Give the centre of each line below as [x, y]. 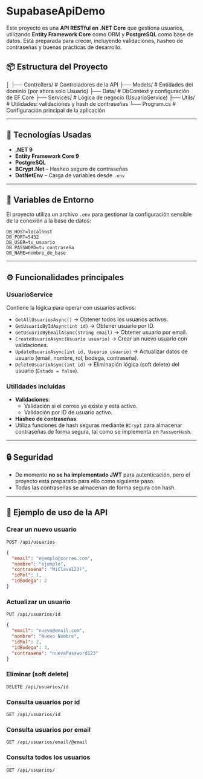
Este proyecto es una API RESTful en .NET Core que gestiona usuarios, [95, 28]
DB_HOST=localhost [29, 232]
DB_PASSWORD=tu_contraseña [40, 248]
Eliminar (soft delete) [38, 674]
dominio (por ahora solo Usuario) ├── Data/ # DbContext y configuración [98, 91]
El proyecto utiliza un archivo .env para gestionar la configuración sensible [99, 214]
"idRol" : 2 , [27, 642]
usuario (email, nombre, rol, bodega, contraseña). [77, 358]
